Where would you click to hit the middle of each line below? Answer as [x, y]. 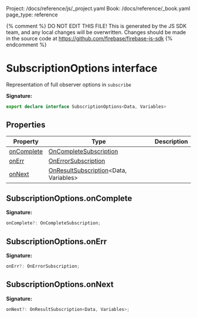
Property [26, 141]
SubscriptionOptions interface [82, 68]
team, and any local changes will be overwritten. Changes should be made [96, 32]
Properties [26, 125]
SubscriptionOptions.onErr [57, 242]
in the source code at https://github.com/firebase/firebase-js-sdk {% [89, 38]
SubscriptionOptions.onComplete [69, 199]
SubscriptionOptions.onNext [60, 284]
